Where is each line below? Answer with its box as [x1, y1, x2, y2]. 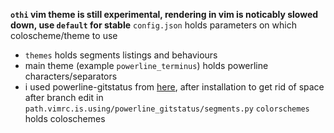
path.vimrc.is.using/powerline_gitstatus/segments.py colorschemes [24, 104, 310, 114]
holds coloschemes [24, 113, 106, 124]
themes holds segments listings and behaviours [24, 49, 218, 61]
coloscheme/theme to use [10, 30, 118, 41]
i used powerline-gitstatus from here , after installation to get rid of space [24, 81, 325, 93]
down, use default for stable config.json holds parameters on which [10, 19, 297, 31]
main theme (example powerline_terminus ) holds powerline [24, 60, 269, 71]
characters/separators [24, 70, 118, 82]
